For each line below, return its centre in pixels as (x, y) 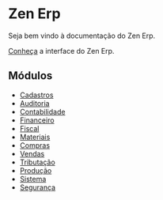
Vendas (32, 153)
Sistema (33, 179)
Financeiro (37, 120)
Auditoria (34, 103)
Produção (36, 170)
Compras (34, 145)
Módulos (30, 76)
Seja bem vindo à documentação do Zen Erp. (82, 36)
